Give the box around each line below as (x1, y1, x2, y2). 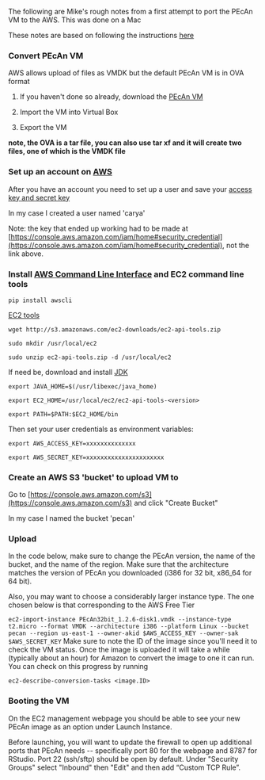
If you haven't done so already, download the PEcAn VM (19, 92, 203, 101)
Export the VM (19, 123, 67, 132)
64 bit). (8, 576, 32, 586)
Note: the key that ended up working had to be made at (8, 224, 188, 233)
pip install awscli (8, 296, 73, 304)
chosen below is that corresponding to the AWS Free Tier (8, 600, 195, 610)
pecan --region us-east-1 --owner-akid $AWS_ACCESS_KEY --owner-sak (8, 629, 239, 637)
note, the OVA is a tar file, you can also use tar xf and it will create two (8, 138, 243, 147)
